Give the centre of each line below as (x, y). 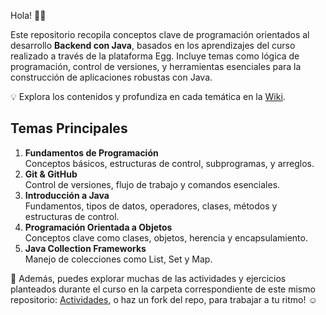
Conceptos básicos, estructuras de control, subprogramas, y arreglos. (169, 163)
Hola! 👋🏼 (28, 15)
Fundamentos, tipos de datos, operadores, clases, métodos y (151, 206)
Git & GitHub (51, 174)
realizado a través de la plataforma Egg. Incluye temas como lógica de (155, 56)
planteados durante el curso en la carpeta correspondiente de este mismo (163, 289)
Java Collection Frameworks (85, 248)
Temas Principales (69, 128)
